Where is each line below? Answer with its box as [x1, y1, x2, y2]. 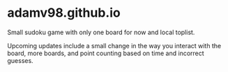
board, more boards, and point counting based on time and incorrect [7, 49, 204, 57]
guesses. [7, 56, 33, 64]
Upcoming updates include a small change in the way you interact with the [7, 41, 222, 50]
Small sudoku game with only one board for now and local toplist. [7, 28, 195, 36]
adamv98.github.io [7, 5, 121, 21]
